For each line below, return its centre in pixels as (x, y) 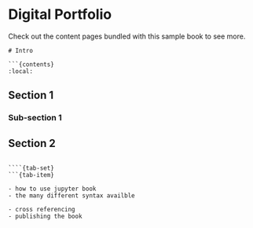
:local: (21, 71)
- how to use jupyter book (52, 189)
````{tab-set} (31, 168)
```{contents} (31, 64)
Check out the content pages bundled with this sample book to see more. (127, 36)
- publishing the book (45, 217)
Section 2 (32, 143)
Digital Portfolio (60, 15)
